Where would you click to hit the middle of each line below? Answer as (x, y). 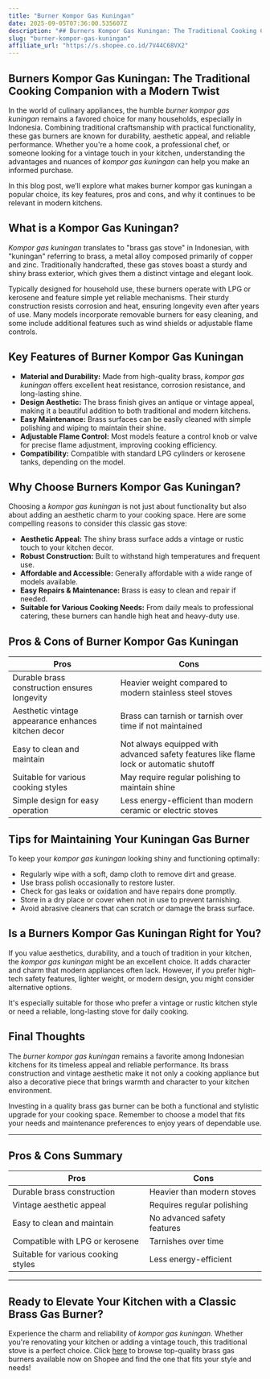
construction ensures (53, 687)
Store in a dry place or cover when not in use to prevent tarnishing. (131, 900)
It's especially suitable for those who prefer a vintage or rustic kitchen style (133, 1002)
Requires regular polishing (198, 1205)
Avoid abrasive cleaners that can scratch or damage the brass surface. (137, 908)
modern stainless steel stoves (176, 693)
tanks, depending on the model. (73, 462)
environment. (30, 1090)
